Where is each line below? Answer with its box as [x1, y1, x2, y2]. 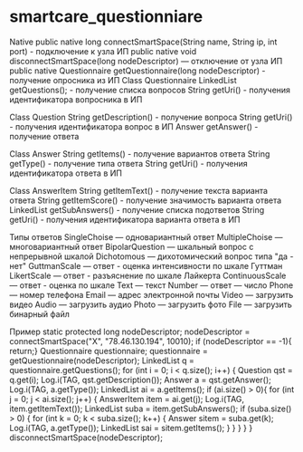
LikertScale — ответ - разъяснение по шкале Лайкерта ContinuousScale [9, 270, 287, 281]
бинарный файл [9, 308, 70, 319]
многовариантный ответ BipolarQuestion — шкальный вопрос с [9, 241, 254, 252]
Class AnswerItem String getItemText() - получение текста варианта [9, 185, 269, 196]
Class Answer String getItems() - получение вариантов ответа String [9, 148, 270, 159]
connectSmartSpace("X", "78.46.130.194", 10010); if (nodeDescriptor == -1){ [9, 335, 292, 346]
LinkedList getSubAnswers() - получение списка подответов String [9, 204, 265, 215]
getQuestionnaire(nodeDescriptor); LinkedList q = [9, 355, 194, 366]
